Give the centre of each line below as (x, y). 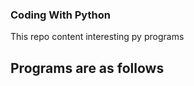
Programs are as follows (87, 68)
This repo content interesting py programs (97, 37)
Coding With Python (60, 15)
